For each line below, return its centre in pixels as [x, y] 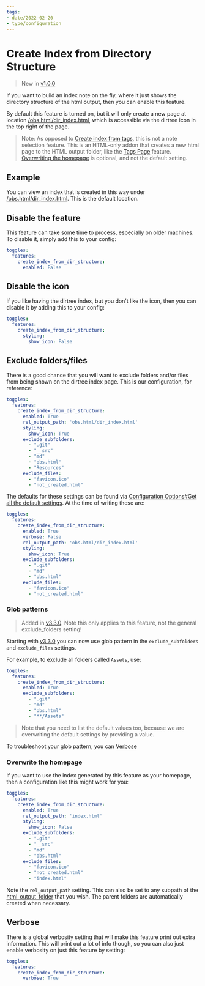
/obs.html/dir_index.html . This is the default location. [73, 199]
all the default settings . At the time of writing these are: [76, 503]
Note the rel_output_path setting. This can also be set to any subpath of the [102, 890]
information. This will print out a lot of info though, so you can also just [95, 943]
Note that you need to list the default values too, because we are [103, 728]
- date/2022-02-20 [30, 18]
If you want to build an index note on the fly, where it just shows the [91, 95]
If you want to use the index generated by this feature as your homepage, [99, 776]
